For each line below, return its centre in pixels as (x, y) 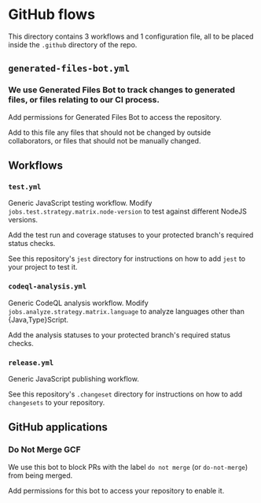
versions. (23, 220)
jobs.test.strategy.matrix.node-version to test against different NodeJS (128, 211)
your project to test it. (43, 267)
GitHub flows (52, 15)
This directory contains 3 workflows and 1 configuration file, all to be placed (131, 36)
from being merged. (40, 475)
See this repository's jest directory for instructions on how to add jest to (127, 259)
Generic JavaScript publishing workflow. (74, 378)
